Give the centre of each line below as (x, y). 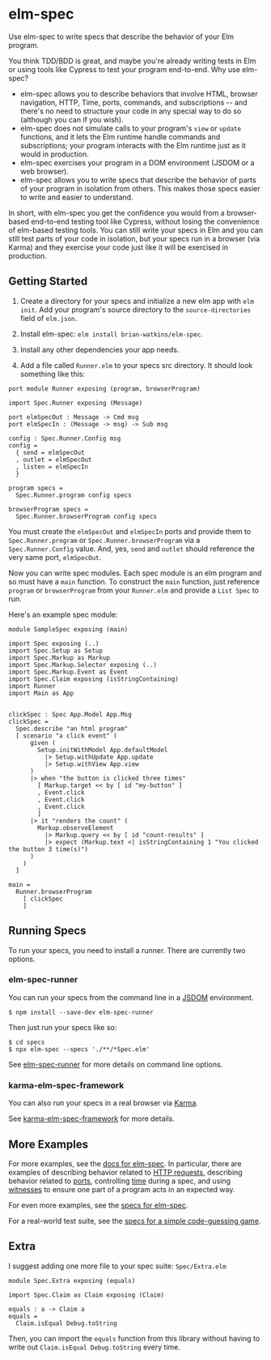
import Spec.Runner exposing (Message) (76, 403)
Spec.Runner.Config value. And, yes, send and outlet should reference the (131, 549)
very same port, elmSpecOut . (55, 557)
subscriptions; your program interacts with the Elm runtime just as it (133, 145)
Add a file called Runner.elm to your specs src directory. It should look (136, 365)
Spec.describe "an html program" (72, 729)
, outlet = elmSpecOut (54, 460)
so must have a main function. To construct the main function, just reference (134, 581)
